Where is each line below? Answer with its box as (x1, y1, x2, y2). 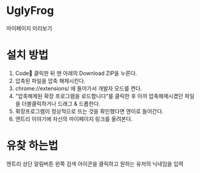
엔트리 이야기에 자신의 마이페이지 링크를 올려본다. (15, 115, 133, 122)
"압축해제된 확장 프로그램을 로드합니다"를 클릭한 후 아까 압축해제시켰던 (15, 92, 184, 99)
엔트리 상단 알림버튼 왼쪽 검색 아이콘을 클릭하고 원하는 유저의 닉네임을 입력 (6, 160, 184, 168)
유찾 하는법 (6, 139, 59, 153)
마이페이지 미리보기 (6, 24, 52, 32)
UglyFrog (6, 4, 54, 18)
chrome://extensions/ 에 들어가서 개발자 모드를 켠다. (15, 85, 142, 92)
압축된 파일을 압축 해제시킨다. (15, 77, 86, 84)
